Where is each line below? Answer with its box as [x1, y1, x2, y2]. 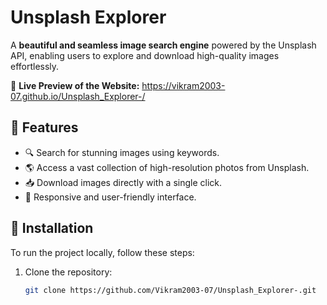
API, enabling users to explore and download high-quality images [10, 49, 280, 61]
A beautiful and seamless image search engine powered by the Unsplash [10, 39, 317, 51]
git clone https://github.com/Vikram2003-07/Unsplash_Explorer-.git [24, 285, 317, 295]
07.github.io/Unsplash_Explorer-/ [10, 90, 146, 102]
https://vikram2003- [141, 79, 226, 91]
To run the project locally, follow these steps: [10, 246, 195, 258]
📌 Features [10, 119, 79, 136]
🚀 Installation [10, 220, 94, 237]
